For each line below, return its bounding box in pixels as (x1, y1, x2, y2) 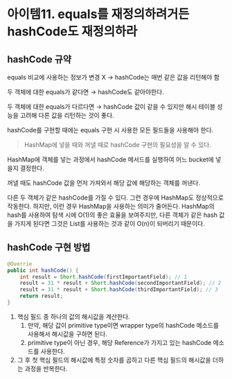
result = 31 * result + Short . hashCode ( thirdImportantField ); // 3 (19, 286, 218, 293)
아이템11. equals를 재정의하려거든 (7, 6, 190, 22)
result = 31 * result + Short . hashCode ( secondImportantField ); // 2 (19, 280, 222, 287)
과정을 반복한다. (24, 364, 68, 373)
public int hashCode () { (7, 267, 79, 274)
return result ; (19, 292, 64, 300)
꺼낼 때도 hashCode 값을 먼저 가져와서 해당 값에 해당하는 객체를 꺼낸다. (7, 179, 201, 187)
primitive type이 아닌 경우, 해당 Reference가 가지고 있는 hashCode (27, 338, 212, 346)
